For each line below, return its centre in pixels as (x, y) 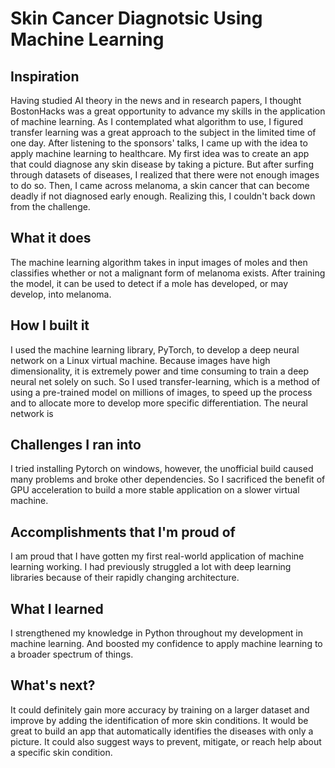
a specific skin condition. (61, 752)
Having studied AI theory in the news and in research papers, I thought (156, 100)
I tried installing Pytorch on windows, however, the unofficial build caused (162, 469)
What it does (51, 238)
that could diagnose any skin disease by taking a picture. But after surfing (162, 164)
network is (32, 413)
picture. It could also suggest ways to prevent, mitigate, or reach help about (166, 741)
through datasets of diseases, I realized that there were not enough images (165, 175)
